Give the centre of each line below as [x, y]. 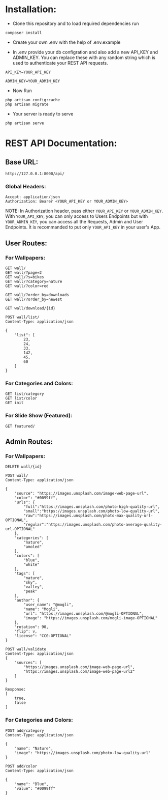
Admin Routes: [29, 441]
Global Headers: [26, 186]
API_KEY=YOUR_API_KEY [28, 72]
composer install [24, 33]
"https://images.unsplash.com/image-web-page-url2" [79, 672]
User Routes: [26, 243]
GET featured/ [20, 426]
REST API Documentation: [61, 143]
